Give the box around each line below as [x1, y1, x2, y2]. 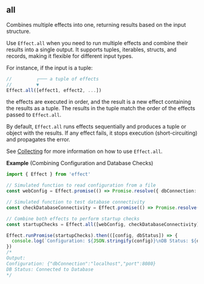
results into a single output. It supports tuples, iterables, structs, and [6, 46, 177, 53]
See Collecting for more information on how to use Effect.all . [6, 147, 163, 155]
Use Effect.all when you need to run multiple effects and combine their [6, 39, 188, 46]
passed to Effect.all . [6, 111, 62, 118]
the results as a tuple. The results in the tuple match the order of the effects [6, 105, 195, 112]
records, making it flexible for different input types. [6, 52, 134, 60]
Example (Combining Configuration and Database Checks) [6, 160, 154, 167]
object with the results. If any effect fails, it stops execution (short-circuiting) [6, 129, 198, 137]
